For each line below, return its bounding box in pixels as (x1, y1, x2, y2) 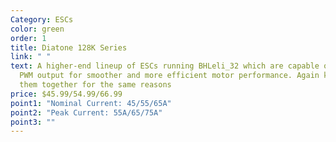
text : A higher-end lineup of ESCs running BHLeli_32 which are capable (10, 61, 320, 71)
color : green (10, 24, 65, 34)
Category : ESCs (10, 14, 74, 25)
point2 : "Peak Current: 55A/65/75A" (10, 107, 163, 118)
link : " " (10, 52, 52, 62)
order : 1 (10, 33, 47, 43)
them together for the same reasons (19, 80, 172, 90)
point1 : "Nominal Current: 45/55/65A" (10, 98, 172, 108)
